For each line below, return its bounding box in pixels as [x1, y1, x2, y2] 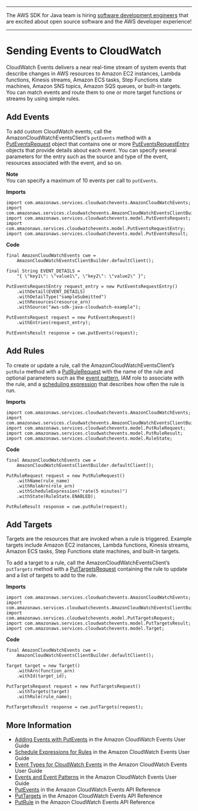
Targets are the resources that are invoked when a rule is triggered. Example [6, 535, 192, 542]
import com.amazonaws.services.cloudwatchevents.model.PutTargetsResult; [6, 620, 192, 626]
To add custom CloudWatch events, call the [6, 127, 112, 135]
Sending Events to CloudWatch [6, 44, 162, 58]
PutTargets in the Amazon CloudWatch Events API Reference [14, 792, 163, 800]
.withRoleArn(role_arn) [16, 483, 75, 489]
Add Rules [6, 346, 45, 356]
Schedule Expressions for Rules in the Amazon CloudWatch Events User [14, 748, 190, 756]
